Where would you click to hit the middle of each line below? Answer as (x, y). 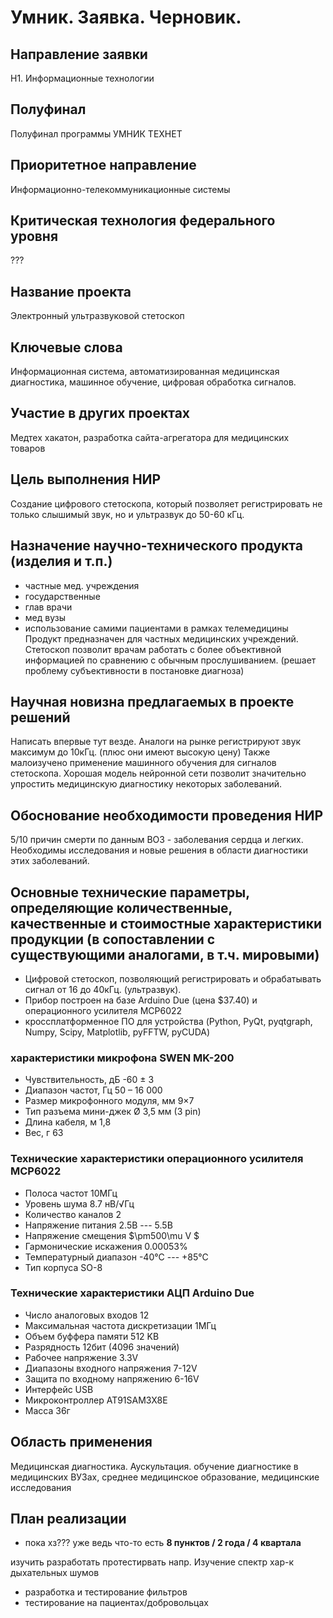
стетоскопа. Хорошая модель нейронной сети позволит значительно (158, 773)
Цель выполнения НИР (86, 479)
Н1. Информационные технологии (82, 78)
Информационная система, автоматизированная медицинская (145, 372)
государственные (62, 596)
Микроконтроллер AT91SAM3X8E (96, 1400)
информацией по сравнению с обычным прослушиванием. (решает (170, 660)
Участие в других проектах (100, 413)
